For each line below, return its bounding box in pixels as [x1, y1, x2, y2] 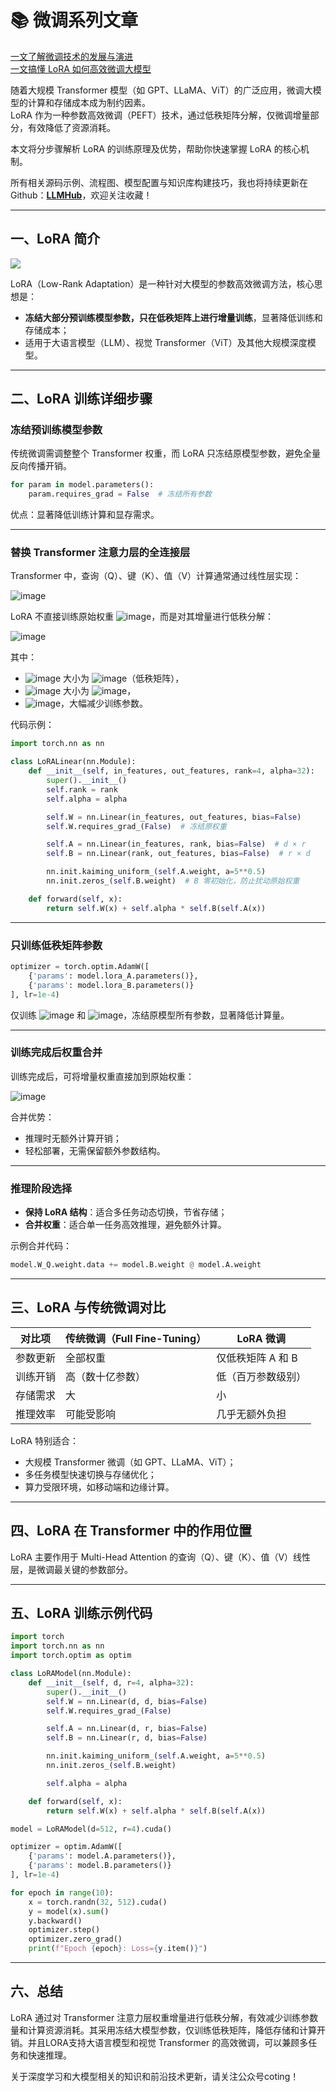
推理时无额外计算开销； [24, 1132, 122, 1144]
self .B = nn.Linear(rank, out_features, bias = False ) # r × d [46, 849, 311, 859]
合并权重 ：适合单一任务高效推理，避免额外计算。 [24, 1219, 227, 1231]
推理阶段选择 [10, 1181, 73, 1195]
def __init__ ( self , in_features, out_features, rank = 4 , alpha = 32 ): [28, 766, 315, 776]
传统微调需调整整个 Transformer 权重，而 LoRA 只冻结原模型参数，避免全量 [10, 447, 322, 460]
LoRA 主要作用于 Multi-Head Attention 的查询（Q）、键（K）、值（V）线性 [10, 1551, 312, 1563]
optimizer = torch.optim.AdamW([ [10, 962, 150, 972]
